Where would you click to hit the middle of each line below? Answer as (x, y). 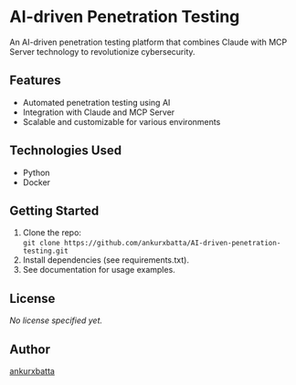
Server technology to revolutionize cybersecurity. (102, 51)
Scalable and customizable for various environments (122, 121)
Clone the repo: (52, 233)
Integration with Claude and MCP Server (99, 112)
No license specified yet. (56, 320)
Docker (37, 182)
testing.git (45, 251)
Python (36, 172)
